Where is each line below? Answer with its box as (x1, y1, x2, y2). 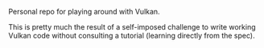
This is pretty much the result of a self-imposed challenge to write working (8, 22, 256, 31)
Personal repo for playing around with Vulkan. (8, 7, 160, 16)
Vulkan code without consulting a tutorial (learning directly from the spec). (8, 31, 255, 40)
